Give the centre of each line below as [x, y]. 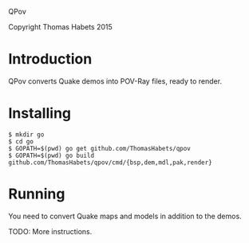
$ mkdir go [26, 135]
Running [37, 194]
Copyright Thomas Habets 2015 [61, 27]
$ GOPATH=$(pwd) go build [51, 155]
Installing [40, 114]
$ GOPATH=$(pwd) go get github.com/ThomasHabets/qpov [100, 148]
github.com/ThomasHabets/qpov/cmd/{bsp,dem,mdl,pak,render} [111, 163]
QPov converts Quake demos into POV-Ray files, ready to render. [115, 81]
